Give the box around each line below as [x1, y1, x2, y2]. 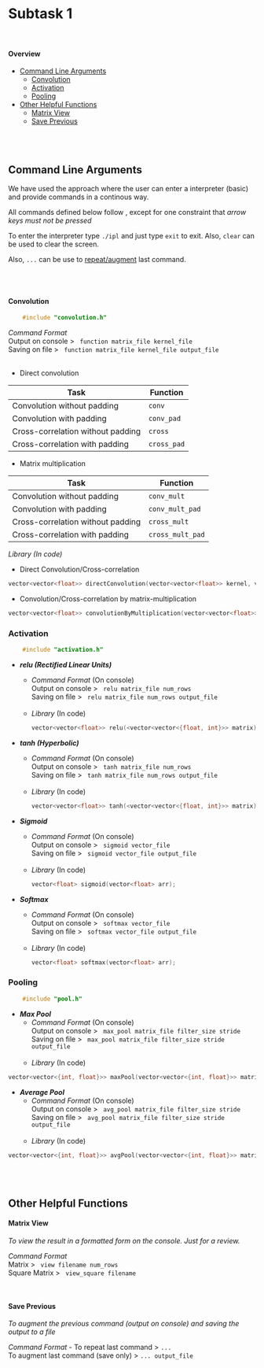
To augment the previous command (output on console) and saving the [8, 1319, 240, 1329]
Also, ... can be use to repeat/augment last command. [8, 254, 186, 264]
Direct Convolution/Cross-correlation [19, 564, 140, 575]
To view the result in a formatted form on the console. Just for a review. [8, 1236, 240, 1245]
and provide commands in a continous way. [8, 192, 149, 202]
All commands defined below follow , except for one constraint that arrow [8, 207, 247, 216]
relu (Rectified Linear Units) [19, 660, 112, 669]
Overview [8, 49, 41, 58]
